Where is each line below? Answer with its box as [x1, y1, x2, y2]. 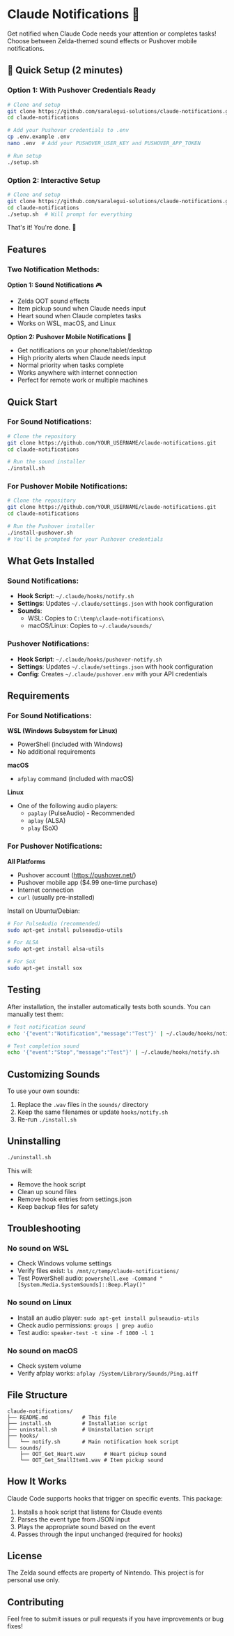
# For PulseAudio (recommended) [7, 920, 101, 927]
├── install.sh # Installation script [7, 1420, 148, 1427]
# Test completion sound [7, 1043, 79, 1050]
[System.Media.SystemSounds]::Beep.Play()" [17, 1281, 146, 1288]
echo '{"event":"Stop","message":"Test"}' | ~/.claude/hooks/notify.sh [7, 1049, 219, 1056]
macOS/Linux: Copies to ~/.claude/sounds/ [27, 621, 153, 630]
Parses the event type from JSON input [17, 1515, 130, 1524]
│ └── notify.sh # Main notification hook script [7, 1438, 179, 1445]
